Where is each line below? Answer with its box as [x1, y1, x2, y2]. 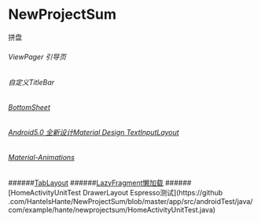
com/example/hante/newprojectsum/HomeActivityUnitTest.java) [8, 205, 216, 214]
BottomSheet [8, 102, 51, 111]
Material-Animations [8, 152, 75, 162]
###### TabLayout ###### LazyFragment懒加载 [8, 178, 164, 187]
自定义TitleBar [8, 78, 55, 87]
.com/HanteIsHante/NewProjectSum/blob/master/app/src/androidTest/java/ [8, 196, 253, 206]
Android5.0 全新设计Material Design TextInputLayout [8, 128, 179, 137]
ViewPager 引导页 [8, 52, 67, 61]
